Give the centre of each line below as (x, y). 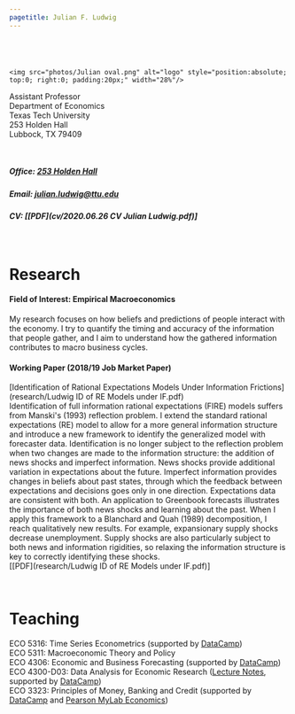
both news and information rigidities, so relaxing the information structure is (147, 547)
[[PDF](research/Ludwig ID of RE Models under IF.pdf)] (110, 566)
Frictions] (267, 387)
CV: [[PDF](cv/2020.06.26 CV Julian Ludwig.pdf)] (103, 216)
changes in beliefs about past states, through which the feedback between (146, 481)
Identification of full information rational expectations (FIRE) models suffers (146, 406)
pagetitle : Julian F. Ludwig (63, 17)
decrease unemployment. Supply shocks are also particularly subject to (140, 538)
